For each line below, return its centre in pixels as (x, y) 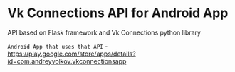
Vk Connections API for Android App (118, 13)
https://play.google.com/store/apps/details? (72, 54)
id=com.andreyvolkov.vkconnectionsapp (67, 61)
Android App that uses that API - (58, 46)
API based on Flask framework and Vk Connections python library (104, 32)
